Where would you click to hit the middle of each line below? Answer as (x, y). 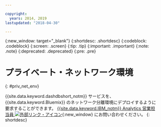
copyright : (16, 14)
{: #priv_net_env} (22, 86)
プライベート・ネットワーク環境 (69, 72)
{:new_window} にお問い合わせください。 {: (106, 114)
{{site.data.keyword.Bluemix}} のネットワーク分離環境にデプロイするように (80, 102)
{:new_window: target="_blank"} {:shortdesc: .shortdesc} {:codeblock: (76, 41)
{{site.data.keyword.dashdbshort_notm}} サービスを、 (60, 96)
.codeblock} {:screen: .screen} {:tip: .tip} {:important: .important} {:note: (77, 46)
